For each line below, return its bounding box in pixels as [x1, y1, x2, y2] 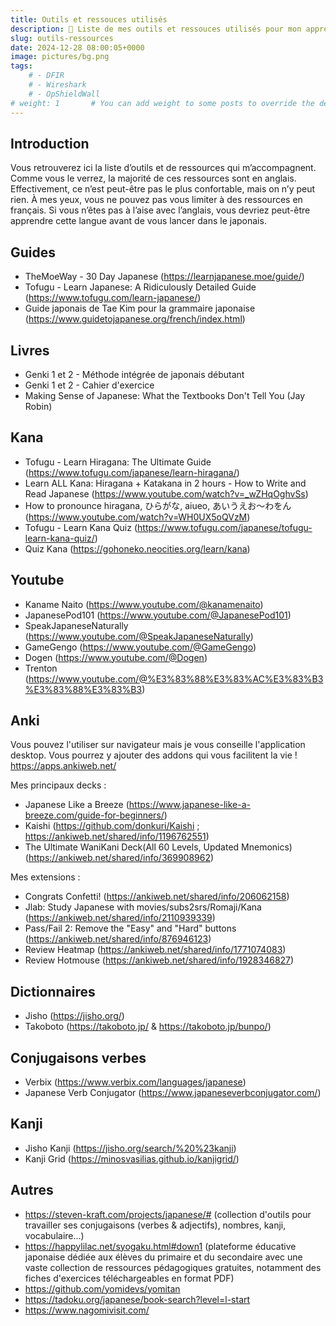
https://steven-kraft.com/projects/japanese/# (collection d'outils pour [24, 1208, 312, 1220]
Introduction [10, 135, 90, 152]
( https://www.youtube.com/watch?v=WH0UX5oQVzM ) [24, 511, 251, 523]
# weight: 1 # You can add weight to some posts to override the [10, 98, 315, 108]
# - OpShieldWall [28, 89, 101, 99]
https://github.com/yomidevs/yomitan [24, 1282, 181, 1295]
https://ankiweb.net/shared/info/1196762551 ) [24, 831, 210, 843]
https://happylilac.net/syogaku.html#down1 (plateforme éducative [24, 1240, 297, 1252]
